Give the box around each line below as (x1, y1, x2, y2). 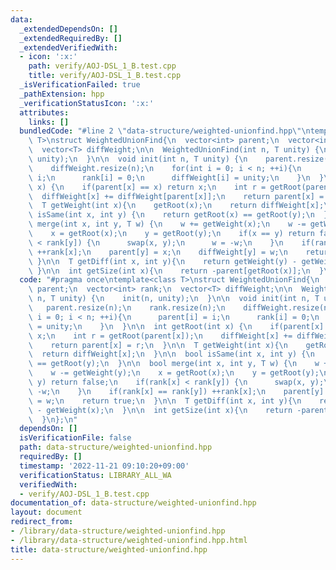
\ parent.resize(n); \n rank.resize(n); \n (28, 303, 226, 313)
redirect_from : (10, 517, 74, 527)
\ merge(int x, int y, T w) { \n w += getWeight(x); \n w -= (28, 219, 307, 230)
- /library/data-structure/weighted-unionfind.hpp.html (10, 535, 248, 545)
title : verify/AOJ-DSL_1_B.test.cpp (28, 71, 182, 81)
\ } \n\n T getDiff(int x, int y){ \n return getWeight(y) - (28, 256, 298, 266)
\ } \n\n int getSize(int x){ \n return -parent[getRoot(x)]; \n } (28, 266, 325, 276)
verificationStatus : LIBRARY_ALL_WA (19, 470, 172, 480)
